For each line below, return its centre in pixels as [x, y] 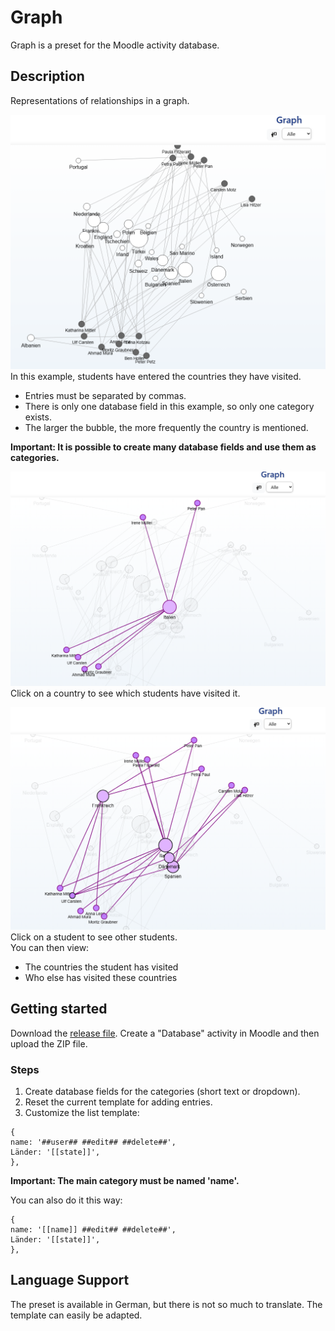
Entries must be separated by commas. [105, 395]
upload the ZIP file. [49, 1043]
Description [47, 76]
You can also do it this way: [66, 1200]
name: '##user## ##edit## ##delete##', [93, 1142]
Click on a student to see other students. [94, 937]
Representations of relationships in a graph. [100, 100]
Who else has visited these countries [101, 977]
